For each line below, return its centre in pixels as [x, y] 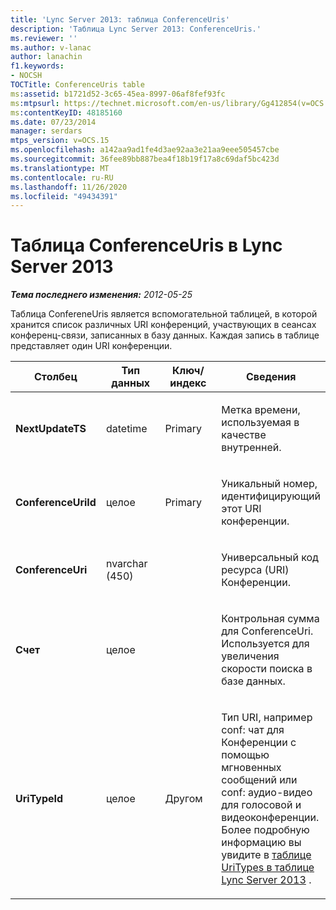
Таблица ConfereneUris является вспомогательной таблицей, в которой [164, 314]
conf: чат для [253, 730]
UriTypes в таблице [268, 868]
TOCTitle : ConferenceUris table [77, 85]
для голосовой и [261, 805]
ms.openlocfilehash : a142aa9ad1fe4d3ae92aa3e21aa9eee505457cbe [145, 150]
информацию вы [261, 843]
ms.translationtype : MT [60, 168]
